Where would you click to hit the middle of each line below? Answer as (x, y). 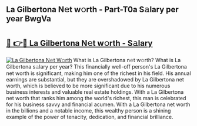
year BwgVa (29, 19)
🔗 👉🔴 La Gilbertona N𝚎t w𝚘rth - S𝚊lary (79, 43)
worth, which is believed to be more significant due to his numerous (88, 86)
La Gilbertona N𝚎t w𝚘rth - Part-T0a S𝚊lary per (93, 10)
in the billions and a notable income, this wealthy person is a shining (89, 110)
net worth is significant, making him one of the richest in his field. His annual (98, 73)
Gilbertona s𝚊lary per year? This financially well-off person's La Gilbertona (96, 67)
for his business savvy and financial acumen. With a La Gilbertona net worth (98, 104)
